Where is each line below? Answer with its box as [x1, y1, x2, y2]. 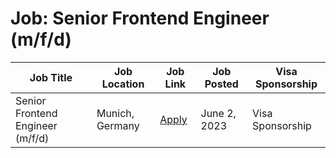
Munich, [96, 106, 135, 120]
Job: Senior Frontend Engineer [10, 7, 270, 30]
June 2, [200, 106, 237, 120]
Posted [204, 77, 239, 91]
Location [101, 77, 145, 91]
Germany [96, 118, 140, 132]
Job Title [29, 70, 73, 84]
